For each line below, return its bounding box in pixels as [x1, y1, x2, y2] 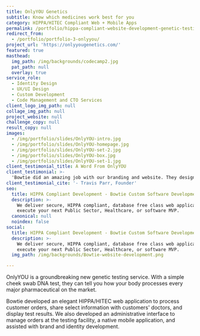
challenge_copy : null [6, 120, 60, 125]
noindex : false [11, 219, 49, 225]
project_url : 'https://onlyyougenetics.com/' [6, 42, 121, 48]
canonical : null [11, 213, 52, 219]
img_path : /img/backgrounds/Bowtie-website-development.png [11, 252, 164, 258]
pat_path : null [11, 64, 49, 70]
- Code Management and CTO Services [11, 97, 102, 103]
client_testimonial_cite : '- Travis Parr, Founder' [6, 180, 137, 186]
